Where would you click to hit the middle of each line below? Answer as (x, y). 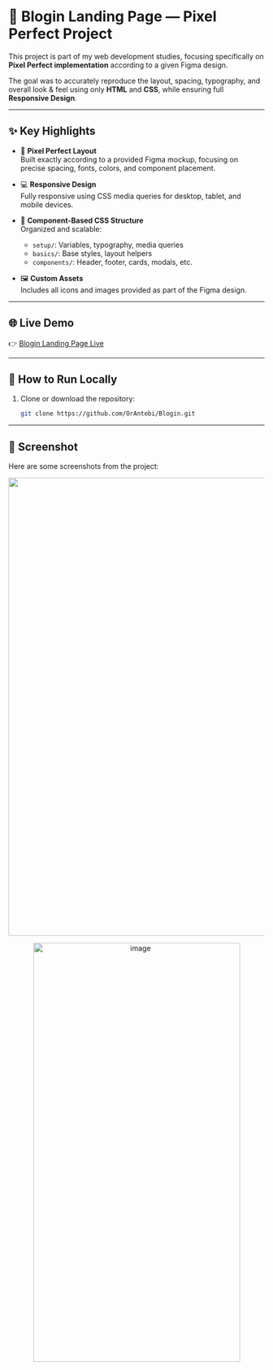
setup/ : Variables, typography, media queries (108, 245)
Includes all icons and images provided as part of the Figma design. (133, 290)
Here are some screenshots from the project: (84, 466)
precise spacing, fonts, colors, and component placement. (118, 168)
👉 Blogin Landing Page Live (56, 343)
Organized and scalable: (61, 229)
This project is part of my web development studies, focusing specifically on (136, 56)
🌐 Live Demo (41, 323)
